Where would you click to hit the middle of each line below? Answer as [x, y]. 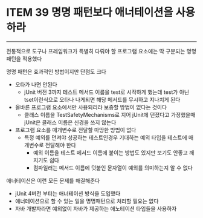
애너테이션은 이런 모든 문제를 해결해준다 [53, 180]
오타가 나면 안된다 [36, 84]
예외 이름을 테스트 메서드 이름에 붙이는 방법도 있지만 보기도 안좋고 [111, 153]
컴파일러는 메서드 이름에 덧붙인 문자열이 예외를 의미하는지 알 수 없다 [113, 168]
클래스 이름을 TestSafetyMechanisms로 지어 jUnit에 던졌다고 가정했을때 [110, 114]
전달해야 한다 [61, 145]
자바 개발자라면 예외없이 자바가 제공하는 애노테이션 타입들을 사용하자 [96, 208]
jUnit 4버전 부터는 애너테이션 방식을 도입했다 [68, 193]
